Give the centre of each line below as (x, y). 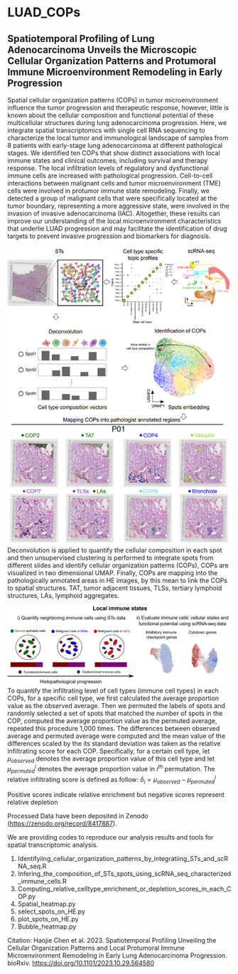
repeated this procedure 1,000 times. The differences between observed (114, 728)
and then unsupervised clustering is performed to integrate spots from (110, 557)
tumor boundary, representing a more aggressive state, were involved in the (118, 206)
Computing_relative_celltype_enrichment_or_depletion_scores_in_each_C (124, 889)
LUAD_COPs (44, 12)
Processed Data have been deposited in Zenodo (78, 816)
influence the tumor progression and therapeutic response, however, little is (118, 108)
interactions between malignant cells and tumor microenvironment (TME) (114, 183)
